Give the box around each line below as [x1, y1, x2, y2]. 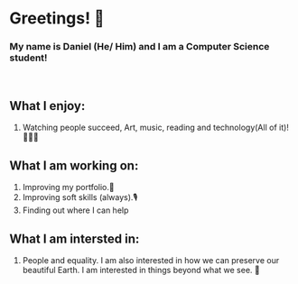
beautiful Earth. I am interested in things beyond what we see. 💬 [22, 264, 260, 275]
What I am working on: [9, 158, 139, 173]
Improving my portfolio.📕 [22, 182, 115, 193]
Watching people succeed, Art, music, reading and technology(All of [22, 122, 277, 133]
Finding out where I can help [22, 205, 129, 215]
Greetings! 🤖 [9, 8, 106, 29]
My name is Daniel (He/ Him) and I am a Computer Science [9, 41, 270, 53]
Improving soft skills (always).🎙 [22, 192, 138, 203]
